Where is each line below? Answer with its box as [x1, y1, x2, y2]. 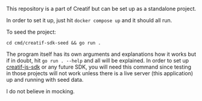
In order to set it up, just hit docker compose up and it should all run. [6, 17, 172, 23]
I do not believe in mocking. [6, 88, 75, 95]
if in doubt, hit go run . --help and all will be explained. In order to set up [6, 57, 189, 64]
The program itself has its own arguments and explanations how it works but [6, 50, 197, 58]
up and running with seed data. [6, 76, 84, 83]
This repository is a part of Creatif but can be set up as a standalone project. [6, 5, 197, 12]
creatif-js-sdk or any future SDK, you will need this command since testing [6, 63, 192, 70]
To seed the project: [6, 28, 56, 35]
